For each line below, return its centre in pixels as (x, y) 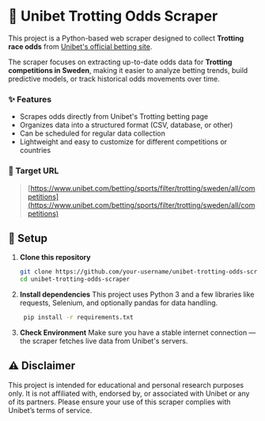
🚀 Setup (28, 238)
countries (35, 151)
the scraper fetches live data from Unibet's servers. (104, 341)
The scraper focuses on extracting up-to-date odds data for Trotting (120, 62)
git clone (36, 272)
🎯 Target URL (34, 171)
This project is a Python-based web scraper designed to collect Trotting (126, 38)
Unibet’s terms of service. (50, 410)
